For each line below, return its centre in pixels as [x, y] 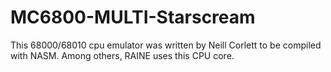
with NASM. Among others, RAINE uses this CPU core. [122, 55]
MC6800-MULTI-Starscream [133, 17]
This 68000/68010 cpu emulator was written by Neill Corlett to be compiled [166, 45]
